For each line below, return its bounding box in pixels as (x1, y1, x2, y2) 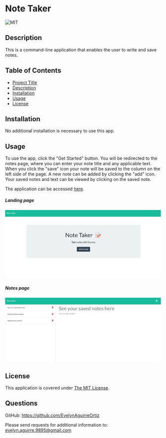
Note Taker (5, 3, 51, 14)
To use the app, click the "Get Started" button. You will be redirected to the (5, 155, 158, 161)
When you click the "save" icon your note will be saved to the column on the (5, 166, 161, 172)
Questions (5, 399, 38, 408)
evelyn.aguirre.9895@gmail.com (5, 427, 72, 433)
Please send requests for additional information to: (5, 422, 108, 428)
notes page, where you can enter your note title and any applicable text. (5, 161, 152, 167)
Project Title (12, 80, 37, 86)
